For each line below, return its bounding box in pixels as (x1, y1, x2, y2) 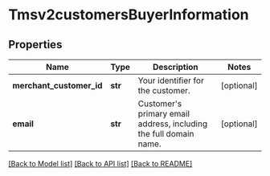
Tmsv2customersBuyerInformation (8, 6, 249, 24)
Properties (8, 38, 63, 51)
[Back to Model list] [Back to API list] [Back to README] (8, 159, 193, 168)
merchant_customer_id (12, 80, 103, 91)
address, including (137, 118, 207, 129)
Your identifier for (137, 75, 205, 86)
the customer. (137, 85, 190, 96)
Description (152, 62, 198, 72)
